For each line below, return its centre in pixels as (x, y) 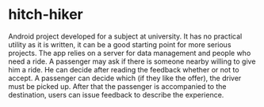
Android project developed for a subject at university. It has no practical (125, 36)
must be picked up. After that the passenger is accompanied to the (117, 86)
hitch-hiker (46, 15)
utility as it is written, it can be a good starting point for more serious (120, 44)
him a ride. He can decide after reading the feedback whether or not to (124, 69)
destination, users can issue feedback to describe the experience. (116, 94)
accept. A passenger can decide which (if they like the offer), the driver (125, 78)
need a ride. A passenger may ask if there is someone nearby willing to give (132, 61)
